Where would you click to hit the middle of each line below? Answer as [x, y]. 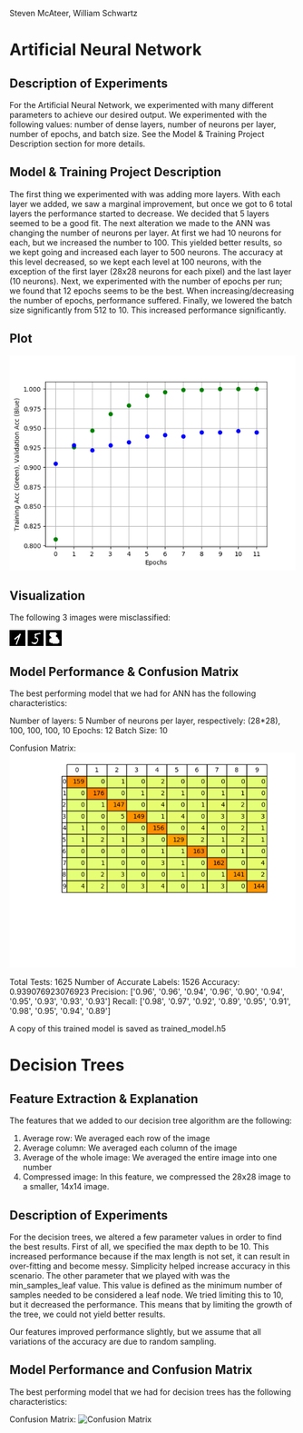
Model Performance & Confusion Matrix [124, 672]
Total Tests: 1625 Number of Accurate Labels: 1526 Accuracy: [125, 982]
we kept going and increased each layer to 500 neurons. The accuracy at [147, 252]
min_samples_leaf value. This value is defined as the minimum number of [146, 1286]
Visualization [48, 596]
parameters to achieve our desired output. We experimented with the [138, 114]
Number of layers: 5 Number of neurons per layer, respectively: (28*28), [145, 721]
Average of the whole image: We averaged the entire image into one [150, 1158]
